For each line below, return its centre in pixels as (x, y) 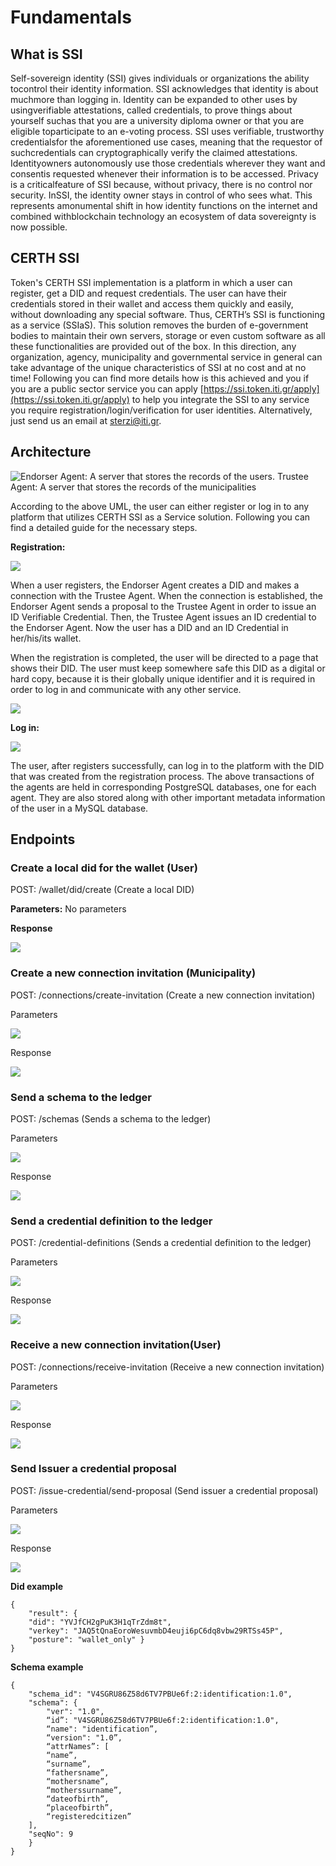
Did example (37, 1586)
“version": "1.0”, (84, 1737)
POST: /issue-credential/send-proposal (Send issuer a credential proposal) (164, 1490)
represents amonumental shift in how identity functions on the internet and (164, 205)
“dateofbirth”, (78, 1799)
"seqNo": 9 (51, 1834)
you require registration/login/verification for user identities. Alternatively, (161, 410)
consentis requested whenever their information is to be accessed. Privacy (164, 174)
